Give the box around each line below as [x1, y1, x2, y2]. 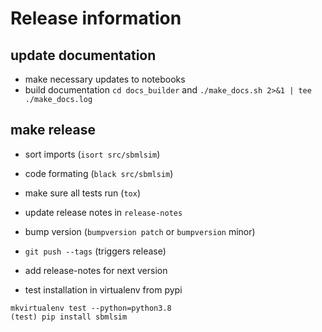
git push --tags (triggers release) [24, 245, 167, 257]
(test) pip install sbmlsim [10, 312, 128, 322]
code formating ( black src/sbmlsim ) [24, 167, 174, 179]
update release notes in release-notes [24, 206, 183, 218]
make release [10, 122, 96, 139]
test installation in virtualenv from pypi [24, 283, 183, 296]
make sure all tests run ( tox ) [24, 187, 141, 199]
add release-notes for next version [24, 264, 168, 276]
